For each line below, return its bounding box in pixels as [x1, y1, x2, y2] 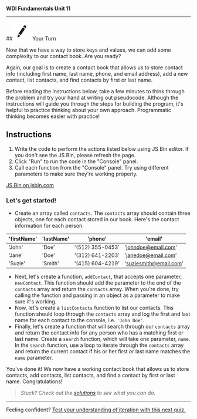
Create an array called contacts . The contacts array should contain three [14, 209, 191, 217]
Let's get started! [6, 196, 57, 204]
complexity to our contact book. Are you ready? [6, 53, 121, 59]
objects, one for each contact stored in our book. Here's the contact [14, 216, 179, 223]
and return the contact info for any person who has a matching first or [14, 329, 184, 336]
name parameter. [14, 354, 53, 361]
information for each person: [14, 222, 84, 229]
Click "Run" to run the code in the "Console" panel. [14, 158, 138, 165]
